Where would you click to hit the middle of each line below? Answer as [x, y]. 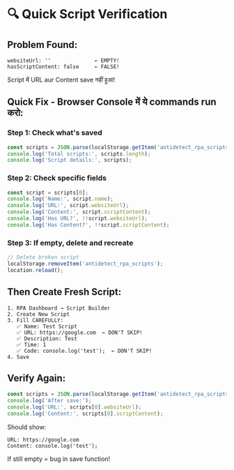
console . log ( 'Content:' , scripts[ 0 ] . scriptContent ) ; [85, 414]
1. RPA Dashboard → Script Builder [59, 308]
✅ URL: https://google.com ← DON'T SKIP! [79, 333]
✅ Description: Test [47, 339]
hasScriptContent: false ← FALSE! [63, 67]
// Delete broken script [43, 257]
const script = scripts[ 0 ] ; [48, 192]
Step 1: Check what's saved [55, 132]
